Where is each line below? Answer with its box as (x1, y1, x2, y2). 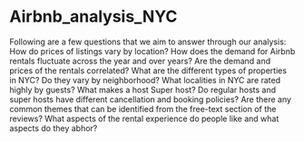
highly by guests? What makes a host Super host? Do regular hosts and (9, 84, 277, 95)
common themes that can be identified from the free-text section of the (9, 103, 277, 114)
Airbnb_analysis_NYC (9, 6, 178, 27)
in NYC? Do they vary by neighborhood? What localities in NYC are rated (9, 74, 281, 85)
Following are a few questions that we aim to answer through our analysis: (9, 36, 287, 47)
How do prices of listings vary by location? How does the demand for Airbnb (9, 45, 296, 56)
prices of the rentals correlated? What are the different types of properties (9, 65, 288, 76)
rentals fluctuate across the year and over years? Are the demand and (9, 55, 271, 66)
